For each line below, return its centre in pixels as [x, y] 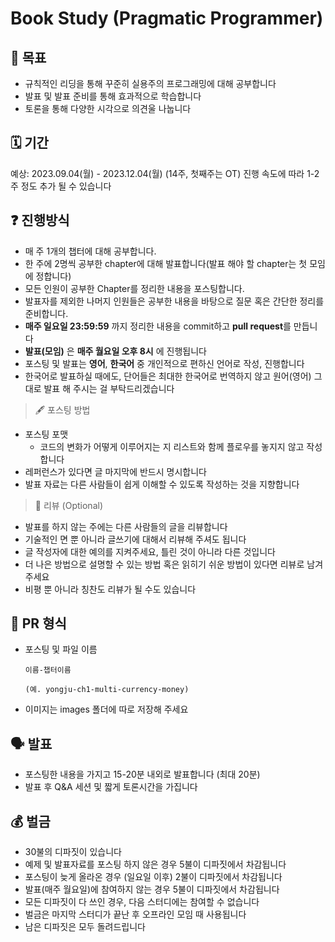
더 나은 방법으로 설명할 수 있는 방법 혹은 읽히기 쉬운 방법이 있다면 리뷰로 [164, 564]
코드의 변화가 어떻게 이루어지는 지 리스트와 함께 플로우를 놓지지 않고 [172, 446]
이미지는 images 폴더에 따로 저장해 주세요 [106, 709]
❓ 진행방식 [40, 220]
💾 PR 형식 [38, 623]
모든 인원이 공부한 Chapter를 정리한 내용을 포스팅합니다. [134, 288]
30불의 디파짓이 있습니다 [73, 852]
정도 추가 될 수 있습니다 [66, 186]
